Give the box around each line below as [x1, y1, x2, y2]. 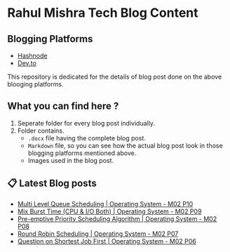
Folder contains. [17, 126, 65, 135]
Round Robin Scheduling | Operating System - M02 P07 [17, 230, 179, 238]
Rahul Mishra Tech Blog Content [7, 5, 198, 21]
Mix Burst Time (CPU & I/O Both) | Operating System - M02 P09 [17, 207, 202, 215]
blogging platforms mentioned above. [27, 149, 137, 157]
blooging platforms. [7, 80, 64, 88]
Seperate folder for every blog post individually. [17, 119, 156, 127]
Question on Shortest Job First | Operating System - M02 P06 [17, 237, 196, 245]
